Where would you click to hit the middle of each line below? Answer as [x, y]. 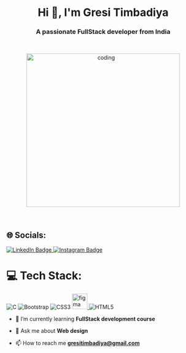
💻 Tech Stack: [44, 276]
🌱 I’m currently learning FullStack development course [85, 319]
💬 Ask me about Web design [52, 331]
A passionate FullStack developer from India [103, 32]
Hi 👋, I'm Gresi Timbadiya [103, 13]
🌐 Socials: [26, 235]
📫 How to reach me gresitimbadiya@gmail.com [77, 343]
